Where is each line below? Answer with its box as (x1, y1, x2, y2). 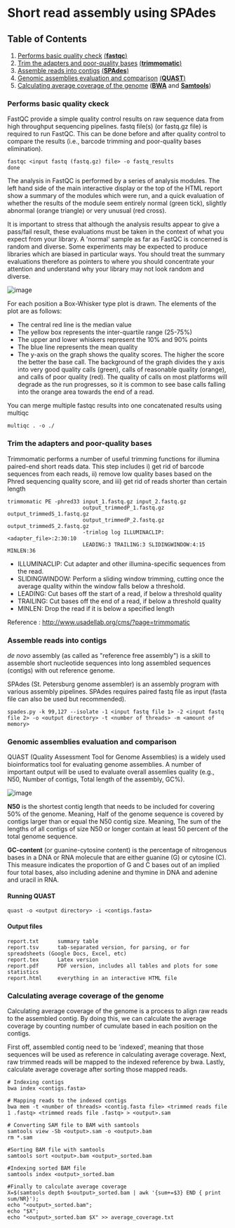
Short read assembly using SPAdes (7, 5, 216, 21)
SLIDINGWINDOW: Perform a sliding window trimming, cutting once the (17, 574, 224, 583)
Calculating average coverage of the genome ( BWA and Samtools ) (17, 81, 212, 89)
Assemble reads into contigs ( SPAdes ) (17, 67, 130, 74)
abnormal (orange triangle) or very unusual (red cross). (7, 206, 167, 215)
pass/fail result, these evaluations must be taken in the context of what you (7, 227, 224, 236)
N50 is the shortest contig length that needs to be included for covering (7, 803, 215, 811)
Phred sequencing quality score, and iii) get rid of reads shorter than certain (7, 477, 227, 485)
